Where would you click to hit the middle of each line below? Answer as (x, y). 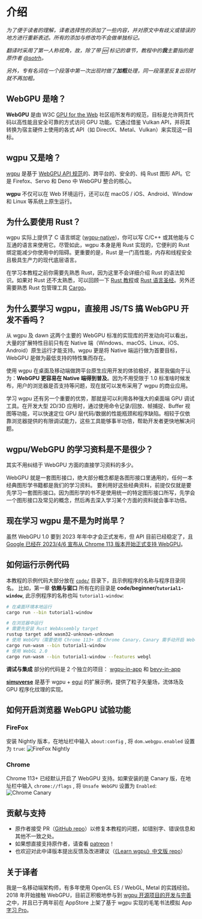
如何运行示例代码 (38, 565)
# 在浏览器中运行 (25, 623)
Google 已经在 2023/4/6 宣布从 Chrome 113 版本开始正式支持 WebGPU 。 (96, 544)
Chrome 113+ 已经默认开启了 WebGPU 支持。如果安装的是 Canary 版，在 (96, 778)
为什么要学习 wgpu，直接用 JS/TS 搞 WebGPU (93, 308)
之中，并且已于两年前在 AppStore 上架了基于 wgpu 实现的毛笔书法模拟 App (99, 903)
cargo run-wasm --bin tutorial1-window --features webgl (79, 657)
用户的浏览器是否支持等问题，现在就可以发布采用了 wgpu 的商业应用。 (104, 386)
